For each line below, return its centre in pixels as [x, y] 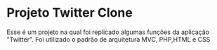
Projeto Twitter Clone [70, 13]
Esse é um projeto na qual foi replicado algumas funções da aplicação [108, 32]
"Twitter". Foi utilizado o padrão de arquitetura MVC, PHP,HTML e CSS [108, 39]
